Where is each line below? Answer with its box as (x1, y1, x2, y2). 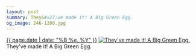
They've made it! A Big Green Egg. (6, 43, 92, 50)
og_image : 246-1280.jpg (6, 20, 66, 26)
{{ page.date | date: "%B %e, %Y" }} (6, 37, 98, 44)
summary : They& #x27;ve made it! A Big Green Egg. (6, 14, 134, 20)
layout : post (6, 8, 39, 15)
